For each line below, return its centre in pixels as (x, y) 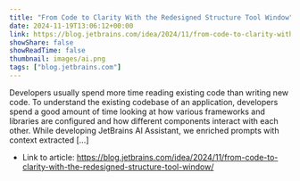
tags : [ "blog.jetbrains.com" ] (66, 68)
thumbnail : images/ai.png (57, 59)
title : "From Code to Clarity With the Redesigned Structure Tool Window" (151, 17)
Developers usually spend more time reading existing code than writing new (149, 92)
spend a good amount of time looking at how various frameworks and (137, 111)
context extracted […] (49, 140)
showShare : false (42, 42)
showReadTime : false (48, 51)
